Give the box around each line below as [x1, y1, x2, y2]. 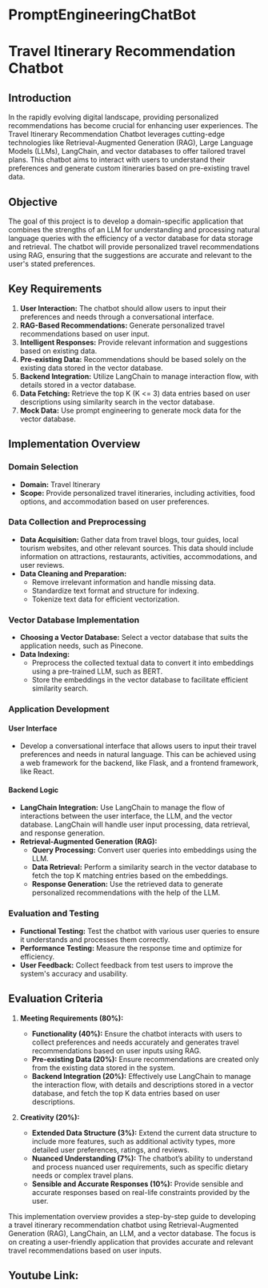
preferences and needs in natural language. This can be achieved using [19, 750, 257, 759]
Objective [8, 195, 58, 209]
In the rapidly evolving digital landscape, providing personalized [8, 112, 218, 122]
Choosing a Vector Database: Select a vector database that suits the [19, 633, 249, 642]
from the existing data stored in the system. [31, 1063, 176, 1073]
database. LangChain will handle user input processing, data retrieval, [19, 819, 250, 830]
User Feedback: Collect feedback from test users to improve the [19, 960, 234, 970]
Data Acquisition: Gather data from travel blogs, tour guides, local [19, 534, 238, 544]
